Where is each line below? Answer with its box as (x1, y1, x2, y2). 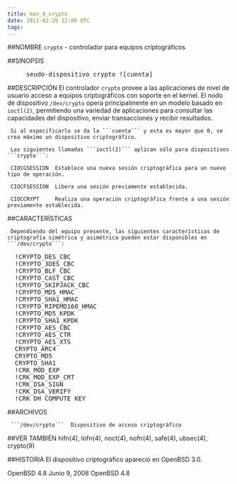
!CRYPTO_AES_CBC (14, 324, 71, 332)
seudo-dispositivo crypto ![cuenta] (25, 70, 154, 79)
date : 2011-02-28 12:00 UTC (7, 17, 91, 24)
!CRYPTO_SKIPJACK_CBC (14, 281, 90, 289)
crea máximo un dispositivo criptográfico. (7, 134, 138, 141)
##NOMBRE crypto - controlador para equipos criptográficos (7, 43, 186, 52)
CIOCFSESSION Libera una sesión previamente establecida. (10, 184, 189, 191)
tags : (7, 23, 23, 30)
